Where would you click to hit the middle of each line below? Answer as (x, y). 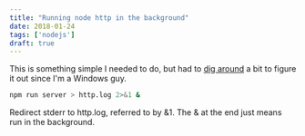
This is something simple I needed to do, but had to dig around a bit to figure (153, 69)
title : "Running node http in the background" (99, 18)
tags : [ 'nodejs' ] (42, 34)
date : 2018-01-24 (42, 26)
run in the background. (52, 122)
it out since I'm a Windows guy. (68, 79)
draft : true (32, 43)
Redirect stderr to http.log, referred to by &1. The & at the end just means (146, 112)
